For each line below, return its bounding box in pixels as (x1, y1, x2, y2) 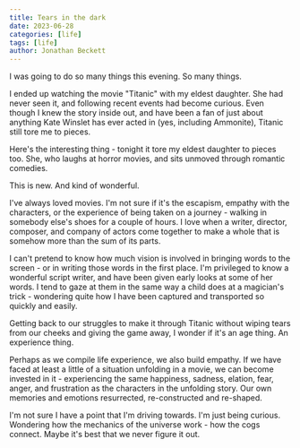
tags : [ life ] (9, 38, 58, 47)
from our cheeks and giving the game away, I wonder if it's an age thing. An (9, 328, 289, 339)
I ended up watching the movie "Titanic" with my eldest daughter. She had (9, 89, 284, 99)
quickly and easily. (9, 301, 78, 312)
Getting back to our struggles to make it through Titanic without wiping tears (9, 318, 291, 329)
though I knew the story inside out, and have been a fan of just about (9, 108, 264, 118)
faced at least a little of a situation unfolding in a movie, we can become (9, 364, 275, 375)
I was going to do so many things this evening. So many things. (9, 71, 242, 82)
